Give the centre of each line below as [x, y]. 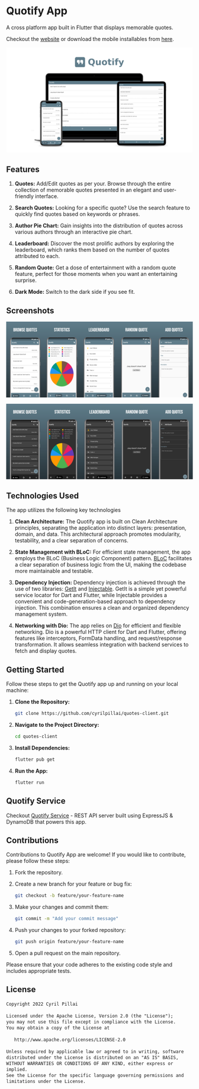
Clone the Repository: [42, 702]
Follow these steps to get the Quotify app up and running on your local [92, 684]
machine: [17, 691]
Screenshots [30, 310]
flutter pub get [35, 760]
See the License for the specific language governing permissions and [95, 1075]
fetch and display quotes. [46, 651]
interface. [47, 196]
